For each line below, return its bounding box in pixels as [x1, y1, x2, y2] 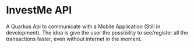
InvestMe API [6, 4, 72, 17]
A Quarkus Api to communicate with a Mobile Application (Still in [6, 23, 161, 30]
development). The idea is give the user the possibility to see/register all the [6, 29, 188, 36]
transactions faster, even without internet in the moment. [6, 35, 142, 42]
